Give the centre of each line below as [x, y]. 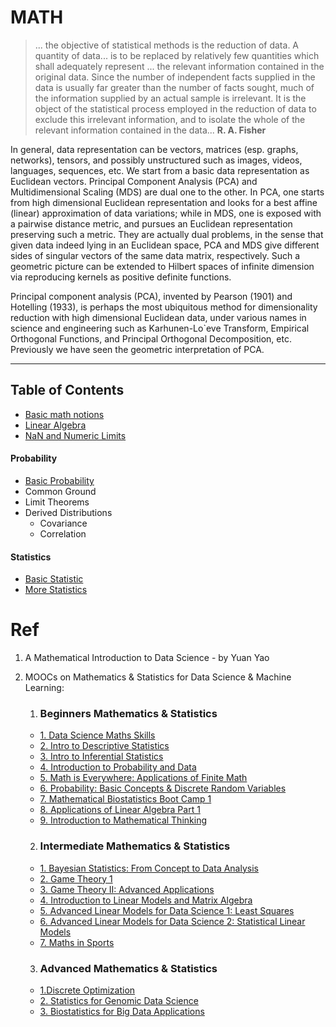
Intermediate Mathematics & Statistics [135, 846]
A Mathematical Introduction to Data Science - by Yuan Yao [147, 658]
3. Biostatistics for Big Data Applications [122, 1011]
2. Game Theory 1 [76, 878]
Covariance [63, 523]
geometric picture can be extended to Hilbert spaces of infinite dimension [162, 266]
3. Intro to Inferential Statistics [101, 757]
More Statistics [56, 590]
